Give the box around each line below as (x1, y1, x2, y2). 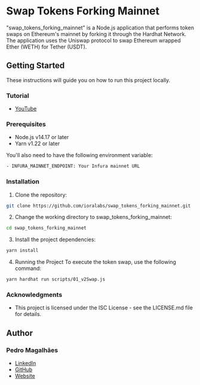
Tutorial (6, 91, 29, 100)
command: (14, 265, 42, 272)
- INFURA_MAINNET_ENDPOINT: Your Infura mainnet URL (6, 163, 140, 169)
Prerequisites (6, 120, 46, 128)
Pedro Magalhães (6, 346, 59, 354)
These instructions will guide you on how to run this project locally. (6, 76, 171, 83)
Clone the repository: (14, 191, 67, 198)
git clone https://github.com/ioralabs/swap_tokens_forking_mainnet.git (6, 203, 191, 209)
